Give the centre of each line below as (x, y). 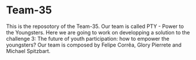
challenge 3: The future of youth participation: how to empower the (88, 38)
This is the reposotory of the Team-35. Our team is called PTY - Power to (95, 26)
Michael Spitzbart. (28, 51)
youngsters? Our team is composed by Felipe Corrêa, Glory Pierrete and (94, 45)
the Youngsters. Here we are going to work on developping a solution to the (98, 32)
